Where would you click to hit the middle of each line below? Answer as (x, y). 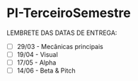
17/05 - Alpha (36, 63)
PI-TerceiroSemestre (69, 13)
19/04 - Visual (37, 54)
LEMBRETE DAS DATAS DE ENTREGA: (62, 33)
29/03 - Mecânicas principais (60, 46)
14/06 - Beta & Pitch (46, 71)
